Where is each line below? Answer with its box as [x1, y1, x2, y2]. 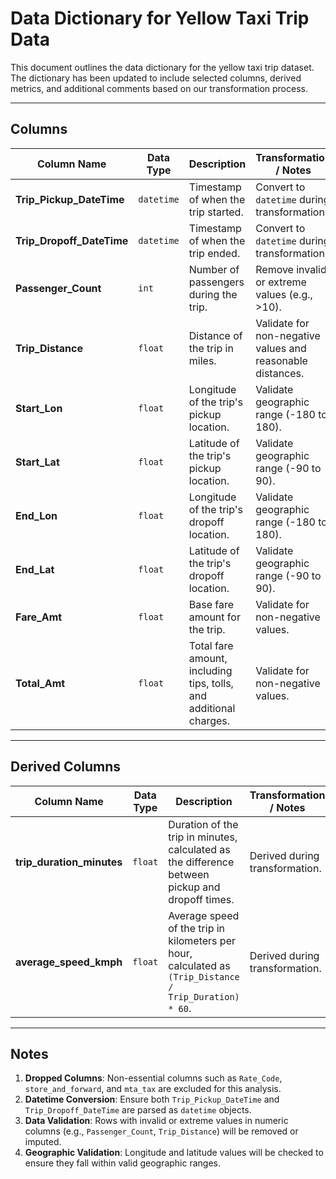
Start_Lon [15, 401, 63, 415]
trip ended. [188, 246, 241, 260]
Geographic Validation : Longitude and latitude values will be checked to [24, 1147, 324, 1159]
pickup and [168, 880, 221, 894]
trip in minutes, [168, 830, 238, 844]
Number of [188, 262, 240, 276]
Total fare [188, 638, 234, 652]
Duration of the [168, 817, 239, 831]
